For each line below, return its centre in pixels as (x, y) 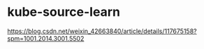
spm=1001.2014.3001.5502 (46, 38)
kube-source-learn (64, 12)
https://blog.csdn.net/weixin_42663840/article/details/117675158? (102, 31)
